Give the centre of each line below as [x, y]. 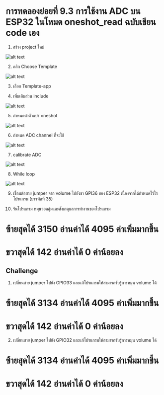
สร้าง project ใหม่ [29, 47]
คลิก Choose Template [35, 66]
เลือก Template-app [32, 86]
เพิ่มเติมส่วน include [31, 96]
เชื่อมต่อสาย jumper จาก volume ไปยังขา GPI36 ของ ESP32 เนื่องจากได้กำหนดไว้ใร [85, 193]
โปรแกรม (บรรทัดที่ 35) [33, 199]
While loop [24, 174]
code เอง [23, 33]
